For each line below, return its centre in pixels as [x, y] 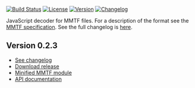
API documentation [38, 79]
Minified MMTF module [43, 73]
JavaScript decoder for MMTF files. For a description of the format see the [97, 21]
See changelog [33, 60]
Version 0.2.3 [32, 45]
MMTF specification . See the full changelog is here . [69, 27]
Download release [37, 66]
